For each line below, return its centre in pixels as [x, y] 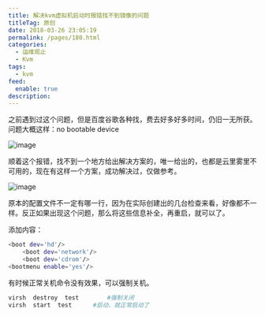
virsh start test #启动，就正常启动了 [79, 305]
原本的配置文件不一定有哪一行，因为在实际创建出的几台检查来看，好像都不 [129, 203]
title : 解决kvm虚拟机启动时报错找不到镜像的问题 [79, 15]
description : [30, 96]
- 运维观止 [31, 52]
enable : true [37, 89]
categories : [28, 45]
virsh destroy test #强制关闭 [71, 297]
